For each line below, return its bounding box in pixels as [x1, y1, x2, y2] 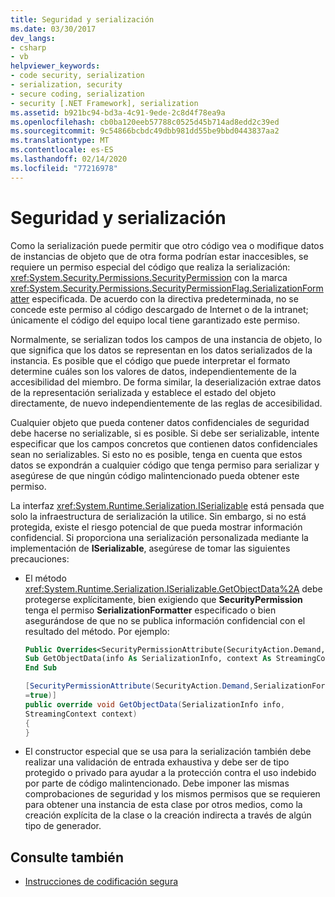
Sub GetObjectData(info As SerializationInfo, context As [24, 654, 272, 664]
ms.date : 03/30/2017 [10, 24, 97, 34]
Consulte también [10, 849, 124, 866]
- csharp [10, 42, 47, 53]
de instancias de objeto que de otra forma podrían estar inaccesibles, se [10, 250, 309, 262]
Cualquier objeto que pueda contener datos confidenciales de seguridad [10, 416, 310, 428]
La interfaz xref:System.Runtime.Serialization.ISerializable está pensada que [10, 499, 325, 511]
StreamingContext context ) [24, 709, 138, 719]
